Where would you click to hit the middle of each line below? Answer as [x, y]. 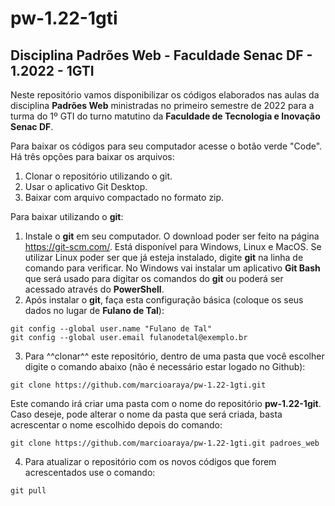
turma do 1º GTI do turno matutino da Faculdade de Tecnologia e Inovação [165, 116]
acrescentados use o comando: [90, 472]
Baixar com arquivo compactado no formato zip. [124, 197]
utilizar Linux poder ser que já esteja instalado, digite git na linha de [164, 257]
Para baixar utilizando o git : [67, 216]
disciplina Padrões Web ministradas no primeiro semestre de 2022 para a [162, 105]
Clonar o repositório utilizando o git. [98, 176]
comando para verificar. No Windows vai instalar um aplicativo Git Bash [172, 268]
